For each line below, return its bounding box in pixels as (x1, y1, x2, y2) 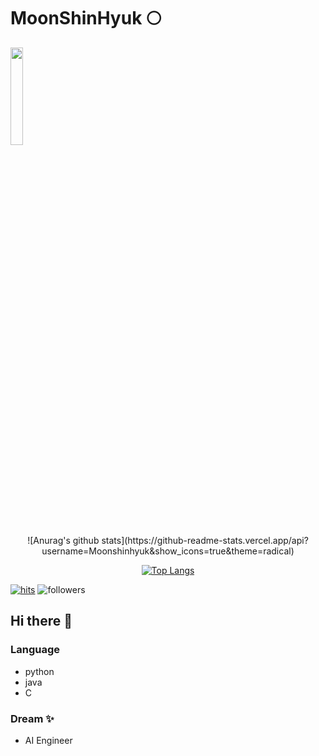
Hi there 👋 (10, 613, 73, 630)
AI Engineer (24, 734, 73, 746)
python (24, 665, 55, 677)
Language (10, 643, 61, 657)
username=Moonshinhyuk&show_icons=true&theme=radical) (41, 545, 295, 557)
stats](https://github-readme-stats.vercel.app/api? (101, 534, 309, 546)
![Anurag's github (27, 534, 100, 546)
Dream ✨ (10, 711, 55, 725)
